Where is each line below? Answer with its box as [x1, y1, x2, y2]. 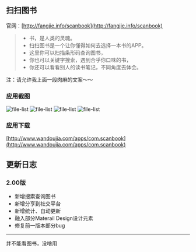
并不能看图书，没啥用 [6, 240, 57, 247]
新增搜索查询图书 [14, 193, 56, 200]
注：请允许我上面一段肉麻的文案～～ [6, 76, 93, 83]
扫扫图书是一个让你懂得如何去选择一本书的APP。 [29, 41, 147, 48]
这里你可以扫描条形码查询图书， [29, 49, 106, 56]
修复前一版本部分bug [14, 222, 65, 229]
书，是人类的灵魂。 [29, 34, 76, 41]
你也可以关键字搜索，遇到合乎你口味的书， [29, 56, 132, 63]
